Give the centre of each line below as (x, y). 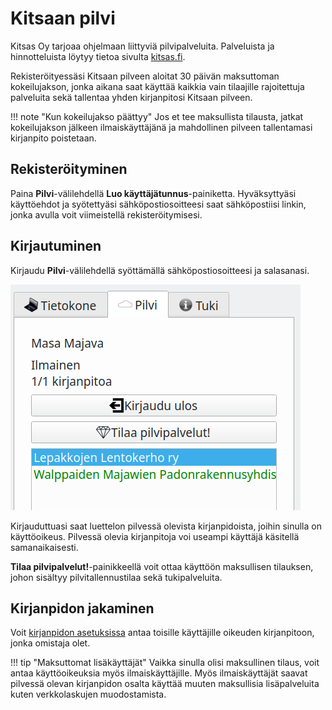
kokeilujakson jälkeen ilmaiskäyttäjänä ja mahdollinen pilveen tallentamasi (161, 127)
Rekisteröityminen (69, 169)
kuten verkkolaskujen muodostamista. (88, 694)
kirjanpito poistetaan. (53, 138)
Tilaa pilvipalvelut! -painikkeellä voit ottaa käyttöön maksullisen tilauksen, (162, 566)
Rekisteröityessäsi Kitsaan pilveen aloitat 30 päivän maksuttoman (145, 76)
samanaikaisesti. (44, 547)
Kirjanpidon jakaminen (82, 608)
